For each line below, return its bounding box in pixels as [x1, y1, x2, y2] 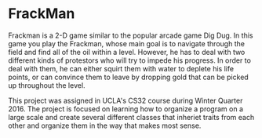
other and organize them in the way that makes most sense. [8, 121, 202, 130]
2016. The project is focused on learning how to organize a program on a [8, 103, 244, 114]
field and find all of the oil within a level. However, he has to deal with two [8, 47, 246, 56]
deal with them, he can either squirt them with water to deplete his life [8, 64, 234, 73]
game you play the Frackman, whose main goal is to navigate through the [8, 38, 246, 48]
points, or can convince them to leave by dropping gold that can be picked [8, 72, 249, 82]
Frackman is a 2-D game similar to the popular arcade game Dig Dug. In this [8, 31, 253, 40]
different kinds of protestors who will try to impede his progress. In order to [8, 56, 251, 65]
